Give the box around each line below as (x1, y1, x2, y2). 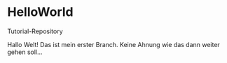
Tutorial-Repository (7, 27, 63, 35)
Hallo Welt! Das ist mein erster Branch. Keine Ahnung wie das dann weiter (7, 40, 221, 48)
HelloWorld (7, 4, 74, 20)
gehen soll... (7, 48, 43, 56)
